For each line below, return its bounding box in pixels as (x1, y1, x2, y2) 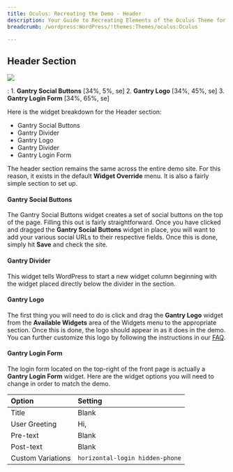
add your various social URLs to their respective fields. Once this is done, (7, 233, 218, 242)
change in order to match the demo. (7, 380, 111, 388)
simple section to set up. (7, 179, 78, 188)
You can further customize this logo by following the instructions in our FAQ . (7, 333, 226, 341)
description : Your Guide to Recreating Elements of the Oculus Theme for (7, 17, 227, 24)
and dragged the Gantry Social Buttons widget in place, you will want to (7, 226, 216, 234)
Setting (77, 396, 103, 406)
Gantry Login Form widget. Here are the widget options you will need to (7, 372, 214, 381)
